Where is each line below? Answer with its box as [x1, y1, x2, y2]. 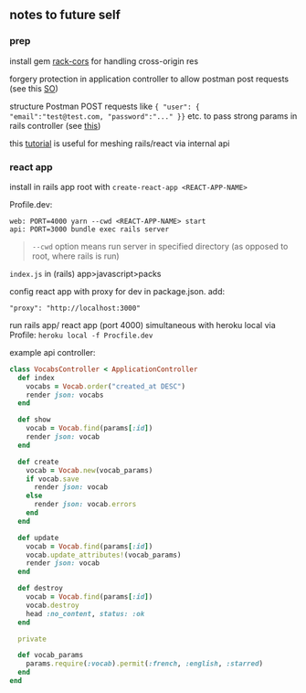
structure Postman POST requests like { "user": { [9, 101, 200, 112]
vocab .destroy [26, 601, 79, 610]
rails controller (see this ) [9, 120, 101, 131]
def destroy [17, 584, 64, 593]
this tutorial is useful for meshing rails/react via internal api [9, 137, 230, 149]
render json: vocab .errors [33, 500, 137, 509]
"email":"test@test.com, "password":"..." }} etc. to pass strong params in [9, 110, 298, 122]
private [17, 634, 47, 644]
